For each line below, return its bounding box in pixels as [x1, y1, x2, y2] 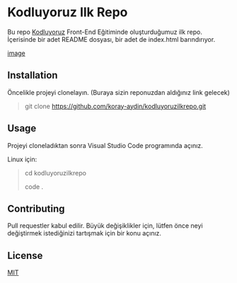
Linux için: [7, 155, 37, 163]
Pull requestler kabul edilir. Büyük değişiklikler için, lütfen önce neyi [7, 221, 203, 230]
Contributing [7, 202, 65, 214]
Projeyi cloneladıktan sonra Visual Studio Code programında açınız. [7, 141, 203, 149]
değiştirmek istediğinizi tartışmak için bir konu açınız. [7, 229, 161, 238]
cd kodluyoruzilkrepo [24, 168, 87, 177]
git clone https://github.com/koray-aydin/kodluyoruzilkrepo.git [24, 102, 207, 110]
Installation [7, 69, 58, 81]
